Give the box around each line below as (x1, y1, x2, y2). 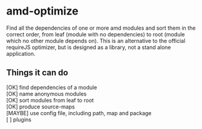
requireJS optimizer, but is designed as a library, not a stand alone (6, 44, 171, 51)
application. (6, 50, 36, 57)
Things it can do (6, 68, 68, 78)
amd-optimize (6, 4, 79, 18)
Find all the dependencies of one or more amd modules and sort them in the (6, 24, 196, 31)
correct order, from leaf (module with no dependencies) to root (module (6, 30, 185, 38)
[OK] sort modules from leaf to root (6, 96, 94, 104)
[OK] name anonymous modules (6, 90, 86, 98)
